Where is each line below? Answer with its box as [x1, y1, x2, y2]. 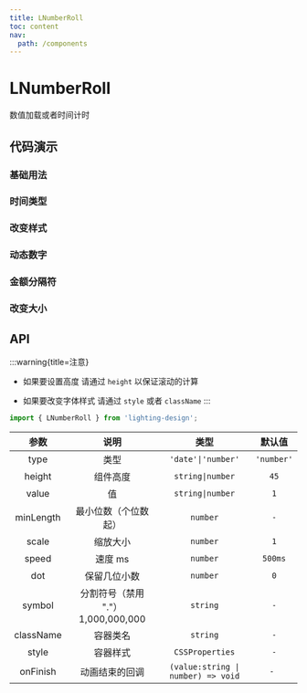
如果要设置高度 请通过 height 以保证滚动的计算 [22, 375, 199, 386]
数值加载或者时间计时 [9, 110, 90, 121]
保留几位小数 [84, 570, 140, 583]
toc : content [9, 22, 59, 31]
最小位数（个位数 [75, 504, 149, 517]
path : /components [17, 38, 89, 48]
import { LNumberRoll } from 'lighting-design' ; [9, 413, 198, 423]
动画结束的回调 [79, 666, 144, 678]
